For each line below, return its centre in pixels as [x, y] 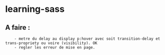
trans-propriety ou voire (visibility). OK [51, 43]
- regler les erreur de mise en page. [55, 48]
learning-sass [35, 9]
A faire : [18, 27]
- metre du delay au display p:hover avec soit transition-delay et [87, 39]
